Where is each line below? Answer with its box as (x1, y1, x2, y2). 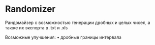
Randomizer (5, 3, 56, 15)
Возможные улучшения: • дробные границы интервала (5, 34, 122, 40)
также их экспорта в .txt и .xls (5, 24, 68, 30)
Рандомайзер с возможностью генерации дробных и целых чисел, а (5, 20, 151, 25)
